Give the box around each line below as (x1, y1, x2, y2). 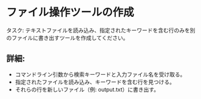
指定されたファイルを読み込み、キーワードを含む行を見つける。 (15, 78, 175, 85)
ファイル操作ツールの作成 (6, 5, 135, 19)
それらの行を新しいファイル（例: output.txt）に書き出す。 (15, 86, 160, 93)
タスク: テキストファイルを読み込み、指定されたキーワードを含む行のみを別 (6, 27, 196, 34)
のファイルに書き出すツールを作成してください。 (6, 34, 129, 41)
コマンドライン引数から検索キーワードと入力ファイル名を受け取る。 (15, 71, 186, 78)
